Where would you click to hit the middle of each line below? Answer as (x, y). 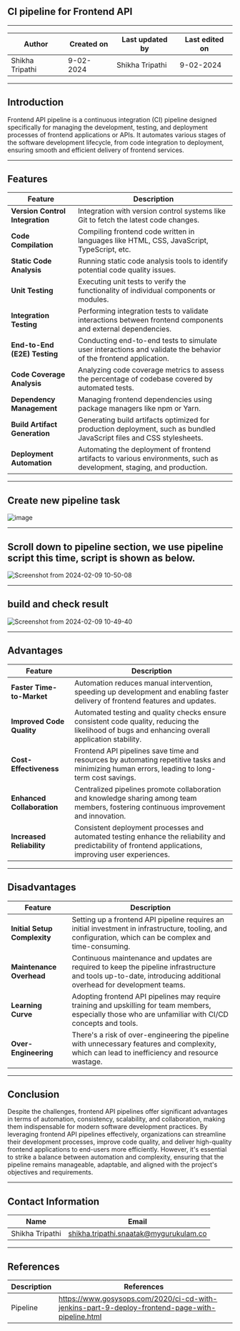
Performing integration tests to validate (143, 311)
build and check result (58, 604)
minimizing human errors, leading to (134, 769)
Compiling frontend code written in (136, 231)
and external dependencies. (125, 329)
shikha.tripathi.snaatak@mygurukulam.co (137, 1234)
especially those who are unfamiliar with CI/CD (150, 1014)
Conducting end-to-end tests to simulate (147, 341)
